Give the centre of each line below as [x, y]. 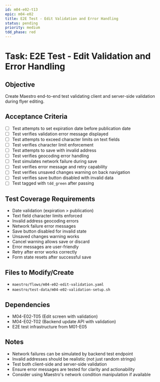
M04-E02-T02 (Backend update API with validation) [64, 321]
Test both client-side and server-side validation [59, 364]
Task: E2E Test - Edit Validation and [78, 56]
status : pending [21, 23]
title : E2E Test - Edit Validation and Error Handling [62, 18]
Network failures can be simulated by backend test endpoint [72, 354]
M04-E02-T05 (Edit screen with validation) [55, 316]
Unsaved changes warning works [45, 236]
